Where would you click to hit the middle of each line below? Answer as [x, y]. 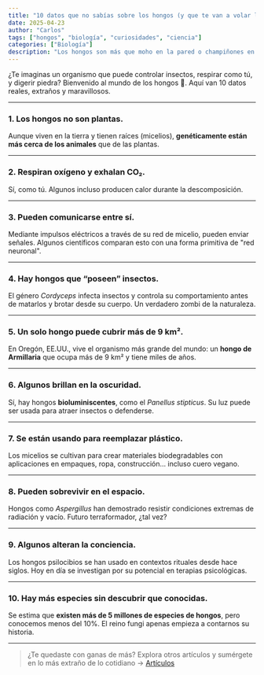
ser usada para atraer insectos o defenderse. [81, 411]
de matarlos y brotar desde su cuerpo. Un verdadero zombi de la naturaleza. [132, 304]
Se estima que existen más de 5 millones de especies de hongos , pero [124, 615]
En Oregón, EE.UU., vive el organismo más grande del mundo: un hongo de [130, 349]
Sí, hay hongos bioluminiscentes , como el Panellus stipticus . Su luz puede [129, 402]
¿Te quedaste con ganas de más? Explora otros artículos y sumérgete [140, 655]
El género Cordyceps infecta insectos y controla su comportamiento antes [128, 296]
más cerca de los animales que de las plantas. [84, 144]
